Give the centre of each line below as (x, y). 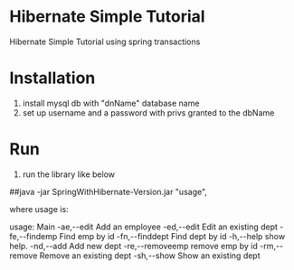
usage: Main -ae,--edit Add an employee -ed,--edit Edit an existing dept (144, 227)
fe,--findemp (33, 236)
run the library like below (69, 174)
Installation (52, 78)
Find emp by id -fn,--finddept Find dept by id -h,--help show (172, 236)
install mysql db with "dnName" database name (111, 103)
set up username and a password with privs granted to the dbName (148, 112)
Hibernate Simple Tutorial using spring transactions (105, 42)
